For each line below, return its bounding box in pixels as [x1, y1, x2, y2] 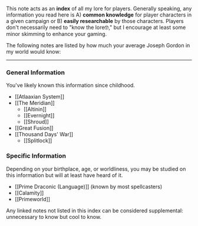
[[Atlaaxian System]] [14, 93, 65, 100]
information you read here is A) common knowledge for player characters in [6, 11, 192, 18]
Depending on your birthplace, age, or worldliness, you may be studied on [6, 165, 186, 172]
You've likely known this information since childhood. [6, 82, 136, 89]
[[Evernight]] [23, 112, 55, 119]
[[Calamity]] [14, 189, 44, 196]
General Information [6, 68, 65, 76]
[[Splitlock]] [23, 137, 52, 144]
